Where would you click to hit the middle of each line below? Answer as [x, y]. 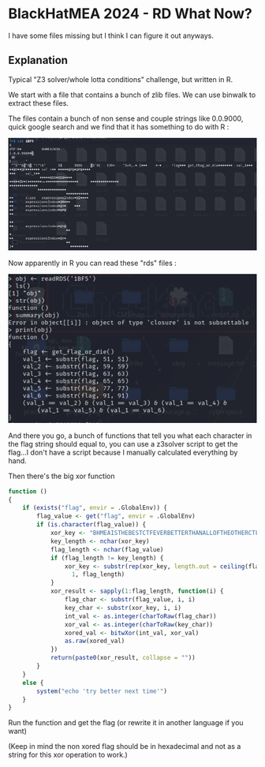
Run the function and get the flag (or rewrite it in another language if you [126, 723]
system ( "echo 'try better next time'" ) [102, 691]
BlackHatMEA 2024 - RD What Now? [130, 14]
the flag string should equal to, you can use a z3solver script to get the [123, 443]
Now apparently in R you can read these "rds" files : [93, 263]
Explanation [38, 60]
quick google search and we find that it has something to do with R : [119, 126]
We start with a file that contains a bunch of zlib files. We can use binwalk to [132, 95]
